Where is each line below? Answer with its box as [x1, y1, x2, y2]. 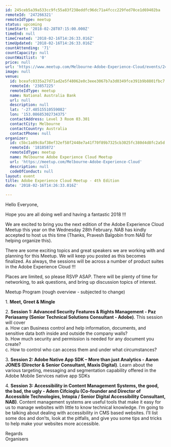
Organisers [5, 436, 29, 442]
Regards [5, 431, 23, 436]
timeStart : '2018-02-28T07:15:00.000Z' [5, 27, 90, 32]
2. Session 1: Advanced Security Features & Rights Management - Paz [5, 309, 156, 314]
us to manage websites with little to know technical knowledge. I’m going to [5, 404, 164, 410]
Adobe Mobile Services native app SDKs [5, 373, 90, 379]
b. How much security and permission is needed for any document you [5, 336, 154, 342]
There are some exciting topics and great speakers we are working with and [5, 247, 165, 253]
